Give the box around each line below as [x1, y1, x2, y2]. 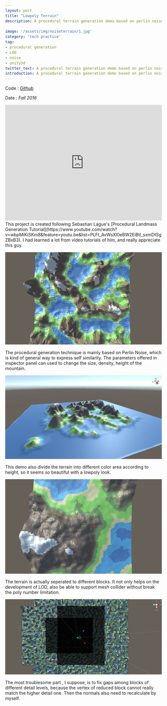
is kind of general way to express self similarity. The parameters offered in [5, 355, 158, 361]
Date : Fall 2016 [5, 95, 37, 101]
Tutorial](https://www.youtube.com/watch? [29, 226, 117, 232]
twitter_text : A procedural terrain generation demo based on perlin [5, 66, 153, 71]
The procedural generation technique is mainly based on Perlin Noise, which [5, 350, 162, 356]
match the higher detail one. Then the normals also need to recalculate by [5, 690, 157, 696]
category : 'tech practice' [5, 34, 61, 39]
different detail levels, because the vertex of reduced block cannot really [5, 685, 154, 691]
